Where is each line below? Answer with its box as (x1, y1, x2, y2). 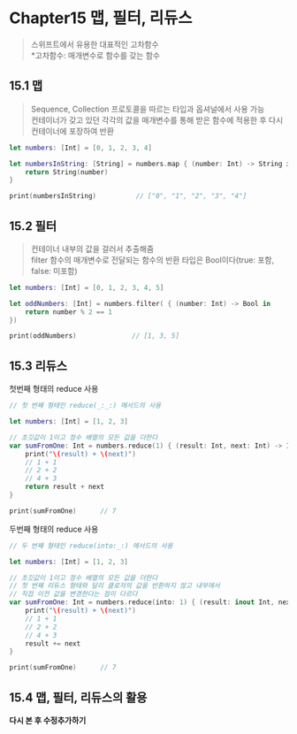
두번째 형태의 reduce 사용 (9, 524, 99, 534)
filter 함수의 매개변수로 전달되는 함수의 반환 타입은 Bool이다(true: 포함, (30, 254, 275, 265)
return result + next (25, 483, 104, 492)
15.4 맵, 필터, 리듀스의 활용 (9, 690, 148, 705)
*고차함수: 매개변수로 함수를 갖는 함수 (30, 50, 161, 60)
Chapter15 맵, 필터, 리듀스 (9, 8, 193, 28)
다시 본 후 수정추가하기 (9, 715, 87, 725)
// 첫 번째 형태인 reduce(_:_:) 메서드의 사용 (9, 401, 162, 410)
